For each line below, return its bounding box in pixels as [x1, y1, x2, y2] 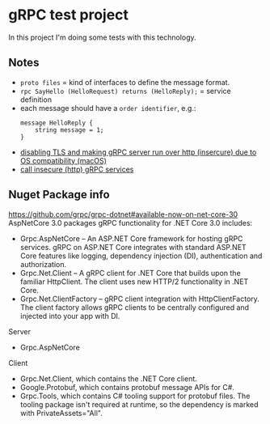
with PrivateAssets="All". [19, 408, 103, 418]
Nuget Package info [8, 188, 111, 201]
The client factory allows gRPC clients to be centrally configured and [19, 302, 249, 312]
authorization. [19, 259, 67, 269]
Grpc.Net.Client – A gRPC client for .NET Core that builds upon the [19, 268, 241, 278]
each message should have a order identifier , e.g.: [19, 103, 196, 112]
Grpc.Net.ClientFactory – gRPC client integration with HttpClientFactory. [19, 294, 260, 303]
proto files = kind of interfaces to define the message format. [19, 77, 230, 87]
